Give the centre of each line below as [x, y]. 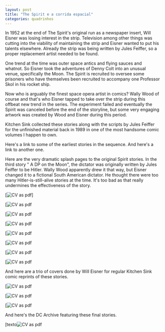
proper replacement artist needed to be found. [52, 54]
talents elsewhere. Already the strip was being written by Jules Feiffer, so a [81, 49]
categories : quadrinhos [29, 19]
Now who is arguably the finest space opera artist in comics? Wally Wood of [82, 94]
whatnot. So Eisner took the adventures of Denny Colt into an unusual [76, 69]
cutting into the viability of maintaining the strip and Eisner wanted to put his [82, 43]
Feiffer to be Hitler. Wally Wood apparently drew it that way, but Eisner [76, 170]
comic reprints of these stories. [37, 277]
